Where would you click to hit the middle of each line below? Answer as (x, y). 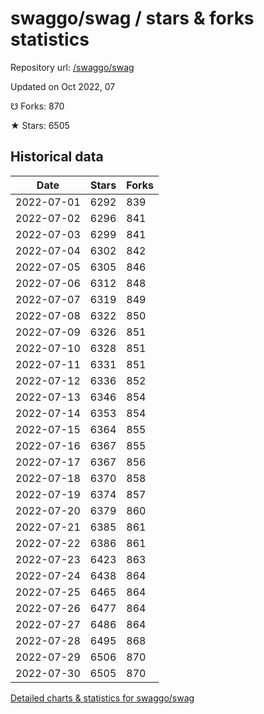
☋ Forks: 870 (37, 106)
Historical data (57, 157)
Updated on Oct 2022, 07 (63, 86)
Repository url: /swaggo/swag (72, 67)
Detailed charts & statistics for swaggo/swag (102, 698)
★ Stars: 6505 (40, 125)
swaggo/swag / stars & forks (132, 18)
